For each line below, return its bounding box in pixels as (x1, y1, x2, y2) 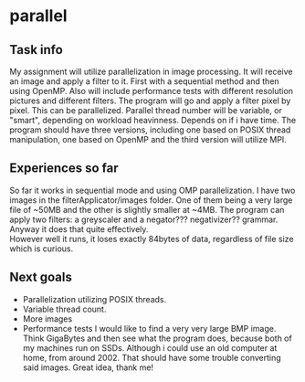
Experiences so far (9, 161, 119, 176)
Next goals (9, 270, 73, 285)
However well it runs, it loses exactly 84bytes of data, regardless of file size (9, 233, 294, 244)
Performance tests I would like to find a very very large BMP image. (22, 323, 277, 334)
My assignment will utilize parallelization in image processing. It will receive (9, 66, 293, 77)
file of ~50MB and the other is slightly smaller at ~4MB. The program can (9, 204, 285, 215)
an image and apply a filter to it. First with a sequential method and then (9, 76, 280, 87)
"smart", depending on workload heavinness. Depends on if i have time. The (9, 115, 297, 125)
